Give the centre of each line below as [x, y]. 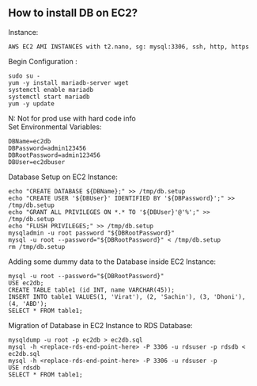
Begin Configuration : [43, 61]
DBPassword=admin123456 [47, 148]
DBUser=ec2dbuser [37, 162]
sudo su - [25, 76]
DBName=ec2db [30, 141]
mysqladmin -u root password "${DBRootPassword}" [92, 233]
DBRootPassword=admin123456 [55, 155]
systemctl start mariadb [49, 97]
